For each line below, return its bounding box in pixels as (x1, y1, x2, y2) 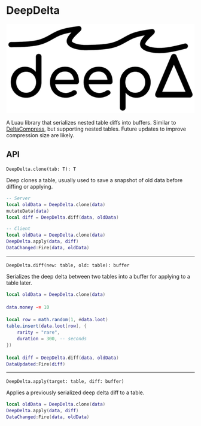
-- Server (6, 195, 31, 201)
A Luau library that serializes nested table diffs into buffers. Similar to (6, 119, 176, 126)
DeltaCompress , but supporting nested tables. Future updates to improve (6, 125, 187, 132)
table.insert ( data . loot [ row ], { (6, 323, 87, 330)
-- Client (6, 226, 31, 232)
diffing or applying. (6, 183, 53, 190)
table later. (6, 279, 32, 286)
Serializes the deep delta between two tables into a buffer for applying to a (6, 273, 190, 280)
